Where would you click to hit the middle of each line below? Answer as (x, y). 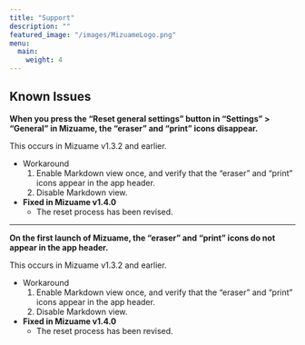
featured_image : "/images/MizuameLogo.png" (93, 34)
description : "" (40, 26)
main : (28, 52)
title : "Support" (42, 18)
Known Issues (50, 97)
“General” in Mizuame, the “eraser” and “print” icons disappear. (134, 128)
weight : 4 (44, 60)
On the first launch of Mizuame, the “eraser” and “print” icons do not (143, 238)
